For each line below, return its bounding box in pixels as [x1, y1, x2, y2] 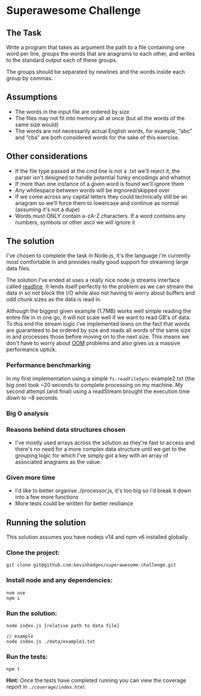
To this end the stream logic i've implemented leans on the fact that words [6, 321, 190, 328]
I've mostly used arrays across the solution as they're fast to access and [14, 439, 195, 446]
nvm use [6, 590, 26, 596]
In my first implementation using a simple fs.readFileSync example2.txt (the [6, 375, 195, 382]
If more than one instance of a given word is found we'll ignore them [14, 180, 185, 187]
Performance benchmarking [6, 361, 91, 369]
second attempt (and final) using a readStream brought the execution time [6, 388, 190, 395]
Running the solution [6, 517, 86, 528]
